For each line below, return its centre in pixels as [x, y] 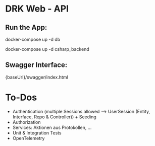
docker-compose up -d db [33, 39]
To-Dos [21, 97]
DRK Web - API [37, 9]
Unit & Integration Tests [37, 133]
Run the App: [26, 27]
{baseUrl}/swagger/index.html [37, 77]
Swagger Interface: [36, 65]
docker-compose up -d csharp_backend [47, 49]
